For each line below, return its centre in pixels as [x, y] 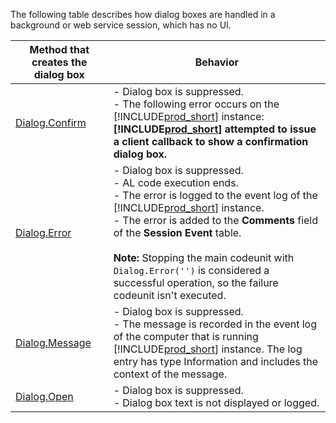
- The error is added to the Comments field [216, 220]
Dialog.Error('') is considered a [191, 270]
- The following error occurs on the [196, 104]
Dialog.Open [44, 396]
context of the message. [170, 374]
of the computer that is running [186, 336]
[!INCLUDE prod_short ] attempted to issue [215, 129]
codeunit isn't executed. [170, 295]
